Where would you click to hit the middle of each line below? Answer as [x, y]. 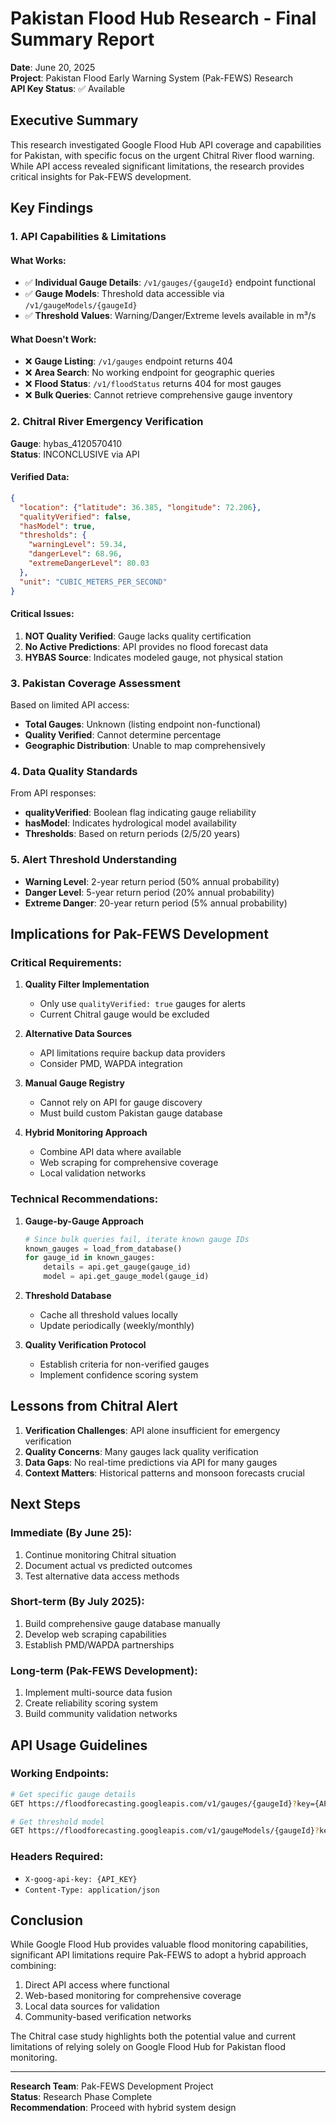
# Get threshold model [57, 1822]
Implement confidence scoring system [119, 1375]
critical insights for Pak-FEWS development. [101, 176]
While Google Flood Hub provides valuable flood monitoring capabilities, [159, 1944]
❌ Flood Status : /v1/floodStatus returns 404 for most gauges [153, 384]
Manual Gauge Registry [74, 1083]
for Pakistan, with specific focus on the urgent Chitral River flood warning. [162, 155]
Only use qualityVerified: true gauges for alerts [142, 1004]
